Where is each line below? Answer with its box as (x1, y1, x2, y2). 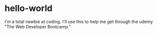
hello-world (4, 3, 53, 14)
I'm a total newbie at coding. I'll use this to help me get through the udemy (4, 19, 153, 24)
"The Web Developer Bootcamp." (4, 23, 71, 29)
